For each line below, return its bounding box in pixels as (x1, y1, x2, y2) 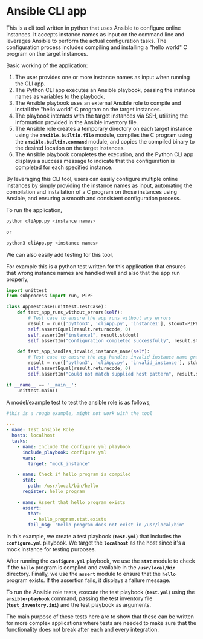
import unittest (6, 287, 47, 293)
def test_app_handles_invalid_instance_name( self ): (17, 348, 150, 355)
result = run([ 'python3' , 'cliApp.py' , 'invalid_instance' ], (28, 360, 185, 366)
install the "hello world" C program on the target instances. (14, 105, 162, 113)
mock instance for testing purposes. (6, 546, 97, 553)
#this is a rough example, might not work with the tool (6, 410, 153, 416)
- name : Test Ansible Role (6, 427, 74, 433)
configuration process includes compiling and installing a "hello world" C (6, 44, 188, 51)
